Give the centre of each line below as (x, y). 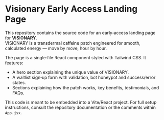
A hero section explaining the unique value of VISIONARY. (70, 72)
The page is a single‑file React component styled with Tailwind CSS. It (76, 57)
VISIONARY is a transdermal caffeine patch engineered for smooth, (73, 43)
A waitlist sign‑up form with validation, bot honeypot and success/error (84, 77)
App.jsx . (13, 112)
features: (14, 63)
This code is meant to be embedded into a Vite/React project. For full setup (81, 102)
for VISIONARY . (21, 38)
